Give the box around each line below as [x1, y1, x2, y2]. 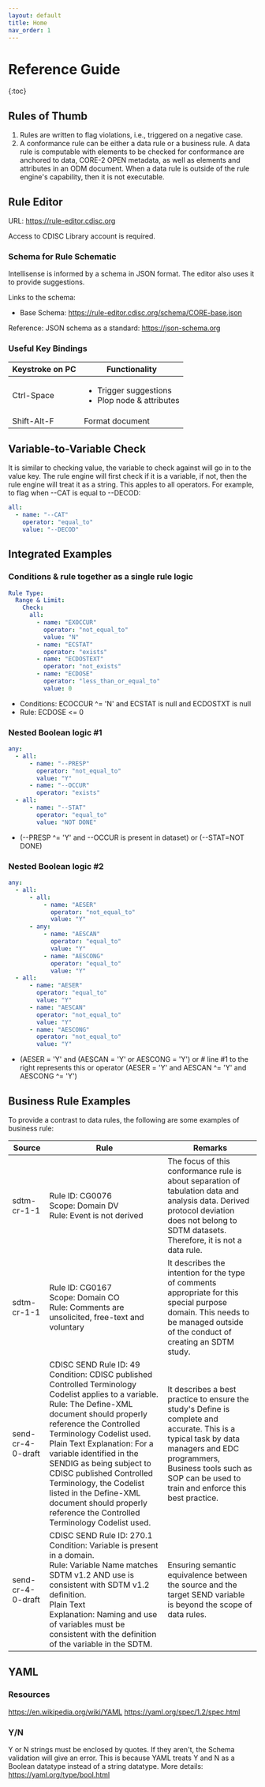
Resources [8, 1689, 50, 1700]
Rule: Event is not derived [49, 1210, 144, 1221]
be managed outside [167, 1316, 244, 1327]
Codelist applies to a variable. [49, 1388, 159, 1399]
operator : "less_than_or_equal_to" [43, 677, 160, 686]
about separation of [167, 1175, 241, 1186]
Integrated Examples [8, 547, 113, 561]
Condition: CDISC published [49, 1368, 153, 1379]
